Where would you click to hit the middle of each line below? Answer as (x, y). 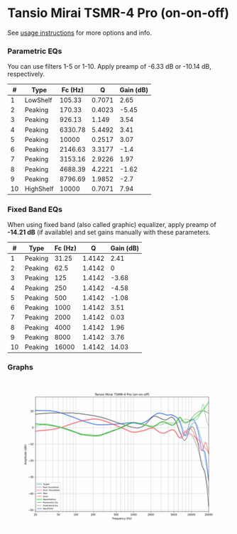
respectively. (26, 74)
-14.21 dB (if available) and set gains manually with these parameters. (109, 233)
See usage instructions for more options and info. (80, 33)
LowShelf (38, 100)
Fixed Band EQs (35, 209)
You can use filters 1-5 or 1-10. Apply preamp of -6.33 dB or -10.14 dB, (109, 67)
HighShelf (39, 189)
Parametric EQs (35, 51)
